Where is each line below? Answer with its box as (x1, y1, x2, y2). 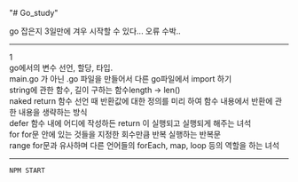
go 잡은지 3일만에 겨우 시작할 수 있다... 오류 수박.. (9, 26, 182, 36)
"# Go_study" (9, 8, 59, 18)
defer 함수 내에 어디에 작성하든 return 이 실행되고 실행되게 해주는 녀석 (9, 118, 252, 128)
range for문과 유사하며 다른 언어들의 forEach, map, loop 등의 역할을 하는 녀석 (9, 140, 280, 150)
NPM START (9, 166, 46, 175)
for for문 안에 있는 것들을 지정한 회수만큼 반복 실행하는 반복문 (9, 129, 222, 139)
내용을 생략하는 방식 (18, 107, 88, 117)
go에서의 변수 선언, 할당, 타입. (9, 62, 114, 73)
